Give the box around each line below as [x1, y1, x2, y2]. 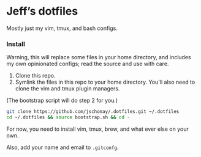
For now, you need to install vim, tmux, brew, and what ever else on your [6, 125, 189, 133]
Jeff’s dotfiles [6, 4, 78, 18]
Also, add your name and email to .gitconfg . [6, 144, 119, 151]
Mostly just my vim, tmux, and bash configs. [6, 24, 118, 32]
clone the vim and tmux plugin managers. [15, 85, 120, 92]
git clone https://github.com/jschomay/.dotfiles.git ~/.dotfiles [6, 109, 180, 115]
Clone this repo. [15, 72, 56, 79]
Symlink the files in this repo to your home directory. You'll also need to [15, 78, 195, 86]
